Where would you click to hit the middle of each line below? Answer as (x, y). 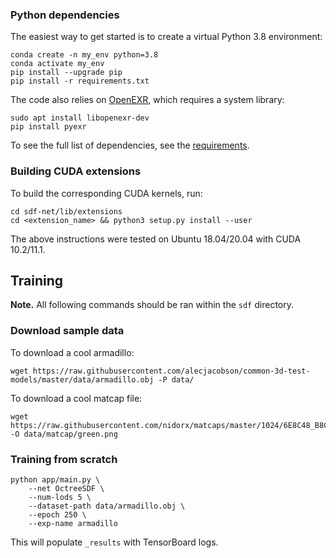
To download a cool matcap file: (76, 398)
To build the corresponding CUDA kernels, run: (106, 193)
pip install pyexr (48, 127)
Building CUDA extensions (76, 171)
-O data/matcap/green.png (64, 434)
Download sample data (67, 331)
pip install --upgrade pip (66, 73)
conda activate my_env (57, 64)
